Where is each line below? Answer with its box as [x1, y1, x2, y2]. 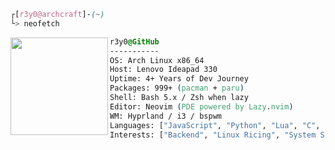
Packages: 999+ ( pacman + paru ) [109, 83, 245, 94]
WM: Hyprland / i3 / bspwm [109, 111, 222, 121]
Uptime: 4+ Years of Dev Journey [109, 74, 249, 84]
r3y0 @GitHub [109, 36, 160, 47]
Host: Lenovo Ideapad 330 [109, 65, 218, 75]
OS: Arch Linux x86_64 [109, 55, 205, 65]
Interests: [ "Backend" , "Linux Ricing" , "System [109, 130, 317, 140]
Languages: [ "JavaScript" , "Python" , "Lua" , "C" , [109, 120, 321, 130]
